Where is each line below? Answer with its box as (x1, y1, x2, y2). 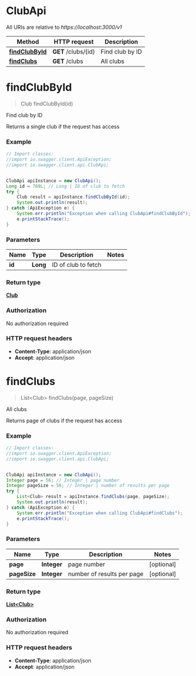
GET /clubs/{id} (52, 47, 95, 55)
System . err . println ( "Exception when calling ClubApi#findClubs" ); (16, 510, 183, 516)
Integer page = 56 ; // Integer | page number (6, 477, 119, 483)
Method (16, 37, 39, 45)
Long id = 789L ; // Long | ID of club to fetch (6, 183, 125, 189)
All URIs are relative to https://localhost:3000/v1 (6, 24, 122, 31)
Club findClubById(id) (20, 100, 74, 107)
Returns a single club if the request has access (6, 122, 119, 130)
